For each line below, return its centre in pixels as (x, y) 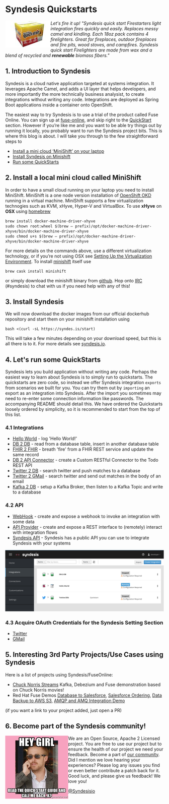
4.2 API (14, 505)
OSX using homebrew (28, 211)
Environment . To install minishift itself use (48, 261)
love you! (77, 781)
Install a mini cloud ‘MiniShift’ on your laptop (58, 151)
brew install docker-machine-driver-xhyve (50, 221)
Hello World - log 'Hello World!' (45, 439)
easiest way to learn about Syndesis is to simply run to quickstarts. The (79, 377)
